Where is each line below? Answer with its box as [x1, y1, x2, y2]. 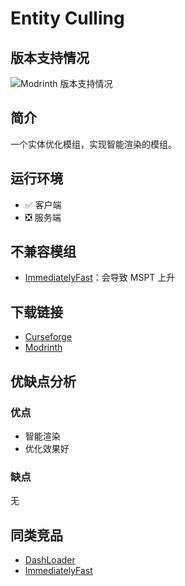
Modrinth [24, 342, 63, 354]
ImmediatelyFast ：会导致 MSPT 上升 [24, 272, 176, 284]
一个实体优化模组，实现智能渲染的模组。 [10, 138, 177, 150]
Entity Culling [10, 7, 125, 30]
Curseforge [24, 331, 73, 343]
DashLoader [24, 554, 76, 566]
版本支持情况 [10, 49, 90, 66]
